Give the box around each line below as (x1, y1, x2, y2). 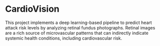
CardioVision (5, 3, 59, 15)
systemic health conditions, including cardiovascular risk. (5, 35, 122, 41)
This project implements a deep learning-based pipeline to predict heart (5, 20, 152, 25)
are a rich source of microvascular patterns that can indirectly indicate (5, 30, 149, 36)
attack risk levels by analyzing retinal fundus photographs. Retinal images (5, 24, 156, 30)
